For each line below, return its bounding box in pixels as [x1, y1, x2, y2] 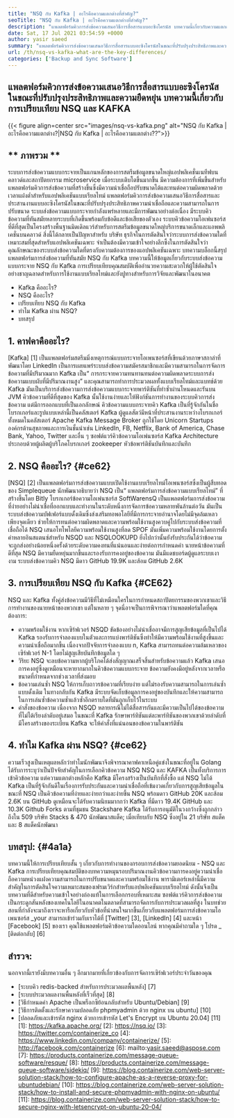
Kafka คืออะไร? [17, 283, 58, 292]
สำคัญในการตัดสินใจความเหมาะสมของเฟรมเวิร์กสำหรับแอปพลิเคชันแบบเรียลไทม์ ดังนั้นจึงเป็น [8, 883, 218, 891]
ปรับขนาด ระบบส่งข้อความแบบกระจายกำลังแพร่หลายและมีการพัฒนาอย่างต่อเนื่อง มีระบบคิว [8, 207, 212, 215]
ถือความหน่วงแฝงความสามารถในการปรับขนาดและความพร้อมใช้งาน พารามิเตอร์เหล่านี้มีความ [8, 875, 216, 883]
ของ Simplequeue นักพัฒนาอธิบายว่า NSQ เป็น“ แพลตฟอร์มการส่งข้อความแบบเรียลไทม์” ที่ [8, 487, 224, 494]
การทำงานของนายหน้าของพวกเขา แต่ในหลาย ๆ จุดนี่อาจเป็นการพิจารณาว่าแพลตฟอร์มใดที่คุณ [8, 603, 218, 612]
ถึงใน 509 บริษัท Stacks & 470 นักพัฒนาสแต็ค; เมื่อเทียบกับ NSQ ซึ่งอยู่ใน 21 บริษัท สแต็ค [8, 812, 225, 821]
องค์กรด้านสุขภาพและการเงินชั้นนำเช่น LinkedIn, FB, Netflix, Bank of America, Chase [8, 424, 225, 433]
